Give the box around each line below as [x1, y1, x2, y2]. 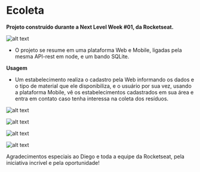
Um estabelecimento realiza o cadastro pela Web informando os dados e [14, 76, 195, 83]
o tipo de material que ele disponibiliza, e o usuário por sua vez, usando [14, 82, 192, 90]
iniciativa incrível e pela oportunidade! [6, 159, 100, 166]
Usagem [6, 64, 28, 72]
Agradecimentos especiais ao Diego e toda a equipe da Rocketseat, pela [6, 153, 185, 160]
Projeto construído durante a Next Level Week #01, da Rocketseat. [6, 23, 174, 30]
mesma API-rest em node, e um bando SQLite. [14, 53, 130, 60]
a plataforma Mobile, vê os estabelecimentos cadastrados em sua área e [14, 88, 194, 96]
